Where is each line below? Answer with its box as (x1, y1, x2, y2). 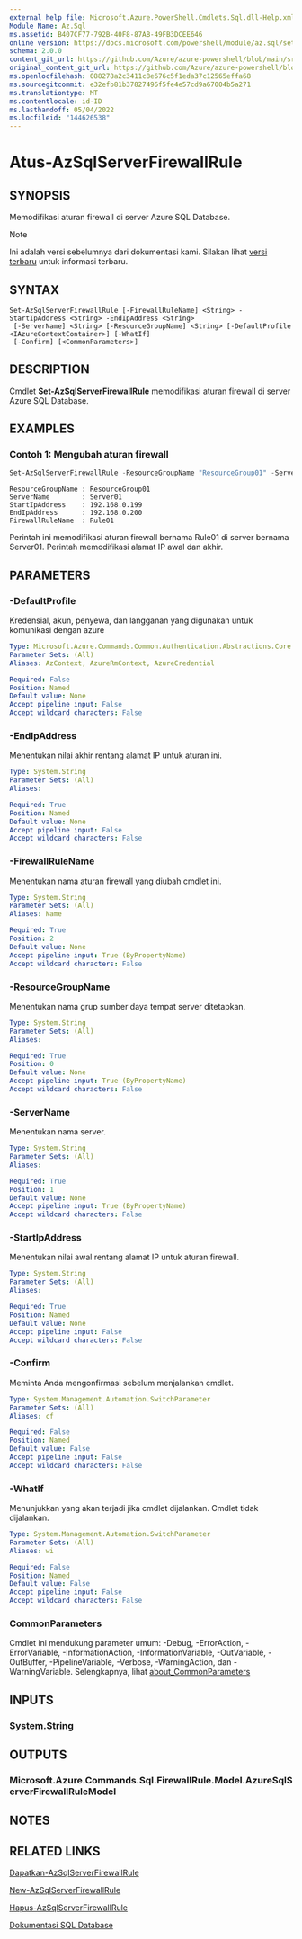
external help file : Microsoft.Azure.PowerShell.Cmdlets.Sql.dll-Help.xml (9, 13, 296, 22)
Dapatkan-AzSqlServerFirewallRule (9, 1867, 139, 1879)
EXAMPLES (9, 422, 75, 437)
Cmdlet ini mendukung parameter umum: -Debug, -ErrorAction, (9, 1638, 244, 1649)
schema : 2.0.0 (9, 47, 63, 56)
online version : (9, 38, 70, 48)
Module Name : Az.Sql (9, 22, 87, 31)
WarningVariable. (9, 1667, 74, 1677)
